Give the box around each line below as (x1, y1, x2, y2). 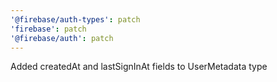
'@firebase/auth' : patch (10, 33, 114, 43)
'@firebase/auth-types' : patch (10, 14, 141, 25)
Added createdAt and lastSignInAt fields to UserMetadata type (10, 61, 268, 73)
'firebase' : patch (10, 24, 87, 34)
